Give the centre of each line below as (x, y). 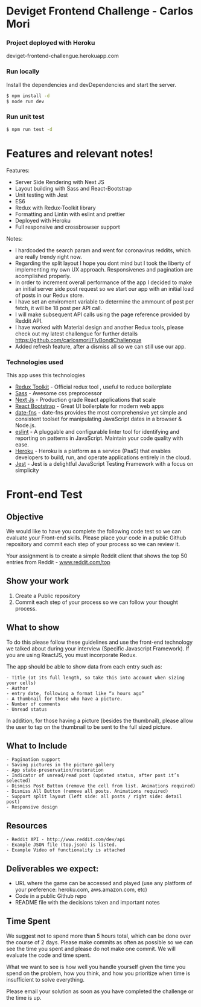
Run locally (23, 72)
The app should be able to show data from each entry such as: (84, 666)
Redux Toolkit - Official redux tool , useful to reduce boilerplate (93, 387)
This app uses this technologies (46, 375)
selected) (19, 781)
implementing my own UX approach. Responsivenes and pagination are (104, 269)
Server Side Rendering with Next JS (59, 182)
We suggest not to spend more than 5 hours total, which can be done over (99, 936)
